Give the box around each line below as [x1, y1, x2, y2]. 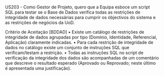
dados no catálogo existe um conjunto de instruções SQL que [5, 45, 130, 50]
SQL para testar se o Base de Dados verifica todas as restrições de [5, 9, 141, 15]
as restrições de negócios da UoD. [5, 19, 75, 25]
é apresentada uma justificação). [5, 65, 71, 71]
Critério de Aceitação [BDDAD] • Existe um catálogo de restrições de [5, 29, 144, 35]
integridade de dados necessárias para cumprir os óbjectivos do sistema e [5, 15, 156, 20]
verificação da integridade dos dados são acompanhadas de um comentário [5, 55, 159, 60]
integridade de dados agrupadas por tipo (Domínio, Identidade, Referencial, [5, 34, 158, 40]
